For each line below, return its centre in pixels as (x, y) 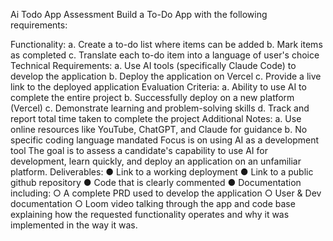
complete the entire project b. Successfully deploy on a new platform (152, 97)
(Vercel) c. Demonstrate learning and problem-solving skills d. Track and (160, 108)
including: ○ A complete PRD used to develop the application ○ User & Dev (166, 193)
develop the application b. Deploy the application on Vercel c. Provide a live (166, 76)
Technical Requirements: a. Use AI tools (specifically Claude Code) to (153, 65)
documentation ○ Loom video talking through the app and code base (153, 203)
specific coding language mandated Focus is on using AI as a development (165, 140)
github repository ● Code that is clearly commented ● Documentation (156, 182)
